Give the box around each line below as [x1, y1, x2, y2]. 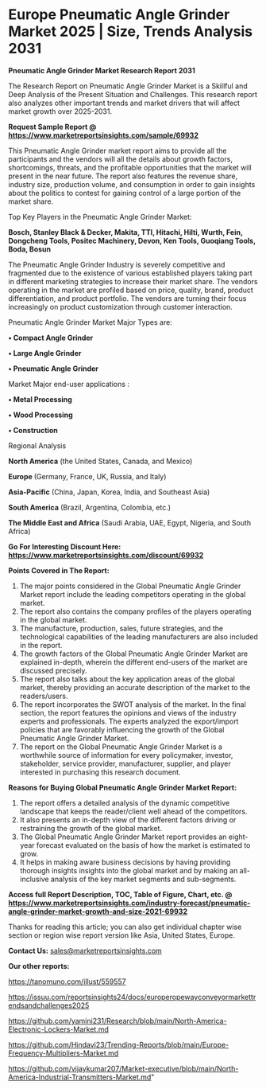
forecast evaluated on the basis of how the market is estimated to [36, 840, 251, 849]
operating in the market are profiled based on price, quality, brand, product [8, 285, 254, 295]
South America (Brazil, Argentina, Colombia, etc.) [8, 502, 172, 512]
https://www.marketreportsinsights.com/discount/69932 [8, 550, 204, 560]
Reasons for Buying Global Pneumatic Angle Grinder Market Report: [8, 783, 237, 792]
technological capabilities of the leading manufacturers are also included [19, 631, 258, 642]
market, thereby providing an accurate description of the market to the [19, 682, 251, 692]
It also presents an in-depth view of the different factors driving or [19, 814, 237, 825]
